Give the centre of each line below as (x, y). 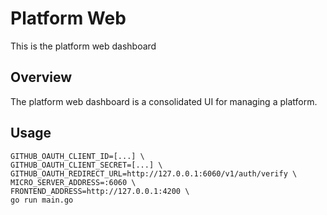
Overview (41, 77)
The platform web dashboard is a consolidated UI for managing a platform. (164, 101)
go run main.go (42, 200)
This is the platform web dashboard (83, 46)
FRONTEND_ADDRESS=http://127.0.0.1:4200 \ (100, 191)
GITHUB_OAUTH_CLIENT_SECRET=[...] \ (86, 165)
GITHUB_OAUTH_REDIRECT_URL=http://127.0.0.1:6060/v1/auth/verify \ (154, 173)
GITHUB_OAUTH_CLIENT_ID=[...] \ (77, 156)
